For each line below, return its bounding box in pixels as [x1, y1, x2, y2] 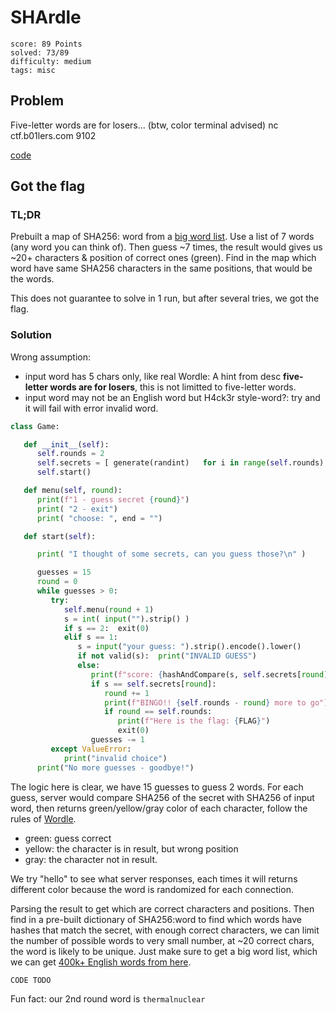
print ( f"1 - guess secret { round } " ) [36, 494, 190, 505]
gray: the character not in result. [24, 853, 158, 865]
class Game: [10, 421, 60, 431]
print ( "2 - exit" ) [36, 504, 118, 514]
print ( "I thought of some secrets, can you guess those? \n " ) [36, 549, 307, 560]
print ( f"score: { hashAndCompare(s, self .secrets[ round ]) [90, 669, 333, 680]
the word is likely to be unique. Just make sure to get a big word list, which [10, 945, 318, 957]
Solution [10, 328, 53, 342]
